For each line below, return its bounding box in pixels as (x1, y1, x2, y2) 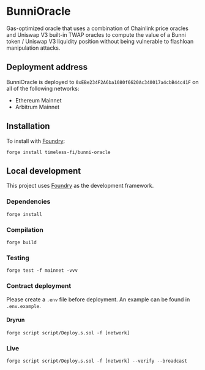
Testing (6, 253, 29, 262)
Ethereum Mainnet (15, 96, 62, 104)
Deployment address (6, 62, 88, 72)
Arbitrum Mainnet (15, 103, 60, 110)
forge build (6, 239, 37, 245)
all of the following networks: (6, 85, 80, 92)
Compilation (6, 225, 44, 234)
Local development (6, 166, 81, 176)
